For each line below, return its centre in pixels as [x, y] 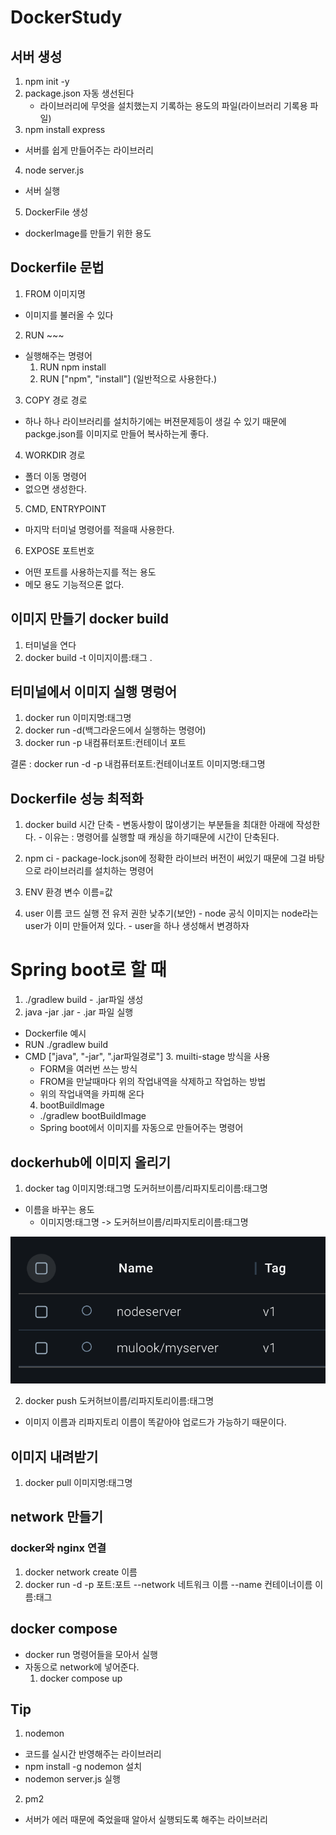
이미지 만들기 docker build [90, 619]
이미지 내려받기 [54, 1456]
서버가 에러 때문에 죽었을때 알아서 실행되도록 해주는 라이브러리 [146, 1820]
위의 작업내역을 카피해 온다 [92, 1094]
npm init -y [47, 81]
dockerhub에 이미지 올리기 [91, 1162]
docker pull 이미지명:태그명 [78, 1483]
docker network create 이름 [81, 1572]
